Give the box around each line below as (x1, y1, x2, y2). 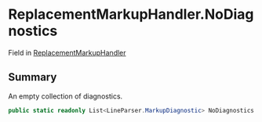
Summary (8, 70, 57, 84)
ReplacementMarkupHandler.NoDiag (8, 5, 254, 23)
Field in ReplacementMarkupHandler (8, 48, 127, 57)
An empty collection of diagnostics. (8, 91, 123, 101)
